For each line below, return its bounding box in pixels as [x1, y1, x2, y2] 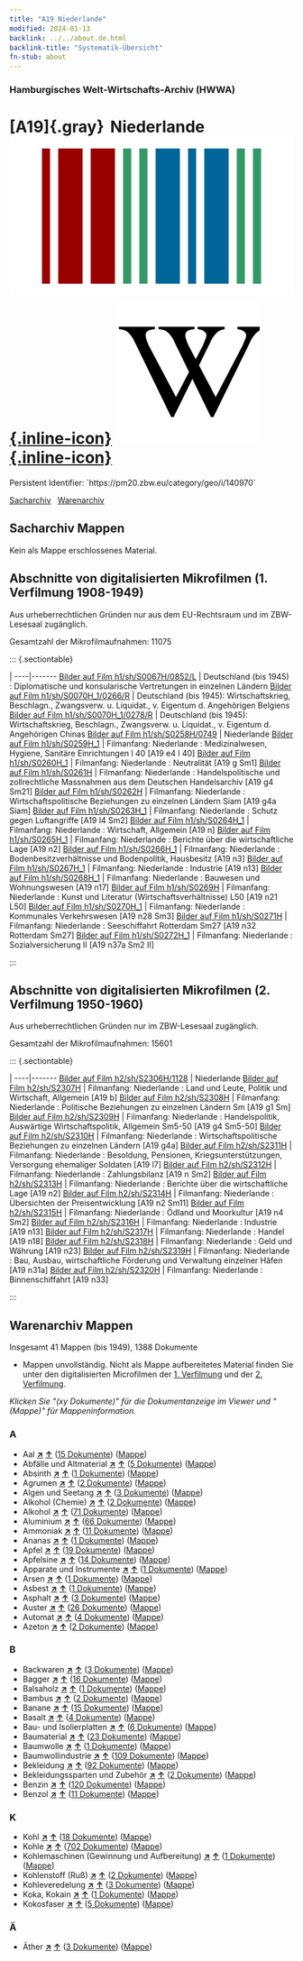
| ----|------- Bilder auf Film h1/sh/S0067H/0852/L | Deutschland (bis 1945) [9, 671, 290, 682]
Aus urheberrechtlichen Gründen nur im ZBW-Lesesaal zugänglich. [9, 1021, 259, 1031]
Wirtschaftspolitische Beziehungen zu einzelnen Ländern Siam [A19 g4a [9, 795, 277, 806]
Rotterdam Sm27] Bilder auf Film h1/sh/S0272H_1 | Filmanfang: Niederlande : [9, 930, 293, 940]
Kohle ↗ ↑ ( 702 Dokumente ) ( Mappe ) [22, 1841, 163, 1852]
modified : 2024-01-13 [9, 23, 91, 33]
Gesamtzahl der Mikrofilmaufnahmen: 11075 [9, 636, 172, 646]
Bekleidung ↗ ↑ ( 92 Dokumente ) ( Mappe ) [22, 1759, 179, 1771]
